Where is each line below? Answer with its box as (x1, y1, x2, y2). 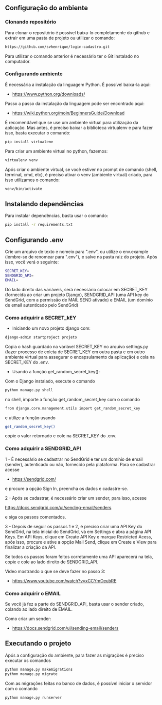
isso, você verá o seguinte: (5, 259, 59, 265)
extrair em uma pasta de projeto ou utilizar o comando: (5, 35, 115, 41)
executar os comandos (5, 657, 51, 663)
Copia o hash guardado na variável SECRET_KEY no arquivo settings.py (5, 343, 148, 349)
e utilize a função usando (5, 415, 56, 421)
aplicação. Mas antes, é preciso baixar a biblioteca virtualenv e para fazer (5, 125, 153, 130)
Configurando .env (5, 235, 64, 244)
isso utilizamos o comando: (5, 177, 60, 183)
